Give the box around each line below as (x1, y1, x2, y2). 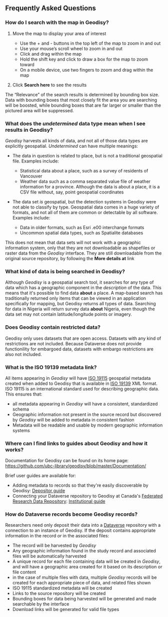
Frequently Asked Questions (5, 4, 96, 13)
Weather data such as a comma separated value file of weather (19, 178, 151, 184)
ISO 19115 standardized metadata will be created (12, 585, 112, 591)
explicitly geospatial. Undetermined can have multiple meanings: (5, 143, 138, 149)
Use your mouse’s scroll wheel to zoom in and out (19, 45, 122, 52)
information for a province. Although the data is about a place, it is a (19, 183, 160, 189)
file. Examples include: (12, 158, 59, 164)
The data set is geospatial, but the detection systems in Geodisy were (12, 198, 156, 204)
